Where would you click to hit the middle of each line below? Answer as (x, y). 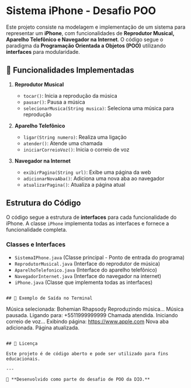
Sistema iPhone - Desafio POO (81, 11)
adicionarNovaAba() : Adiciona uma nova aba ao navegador (94, 178)
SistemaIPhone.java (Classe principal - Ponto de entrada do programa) (100, 257)
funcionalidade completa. (37, 229)
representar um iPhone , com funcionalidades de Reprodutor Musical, (90, 33)
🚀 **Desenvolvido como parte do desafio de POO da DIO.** (78, 379)
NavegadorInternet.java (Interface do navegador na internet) (88, 276)
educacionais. (23, 359)
